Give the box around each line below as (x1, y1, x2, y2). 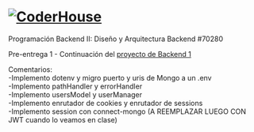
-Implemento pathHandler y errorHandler (8, 81, 143, 91)
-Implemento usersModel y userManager (8, 89, 143, 99)
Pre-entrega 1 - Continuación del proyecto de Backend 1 (8, 49, 192, 58)
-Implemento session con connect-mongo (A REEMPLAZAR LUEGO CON (8, 107, 247, 116)
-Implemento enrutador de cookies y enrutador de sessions (8, 98, 203, 107)
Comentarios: (8, 64, 53, 74)
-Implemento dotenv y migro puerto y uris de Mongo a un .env (8, 73, 212, 82)
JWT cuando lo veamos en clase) (8, 115, 117, 124)
